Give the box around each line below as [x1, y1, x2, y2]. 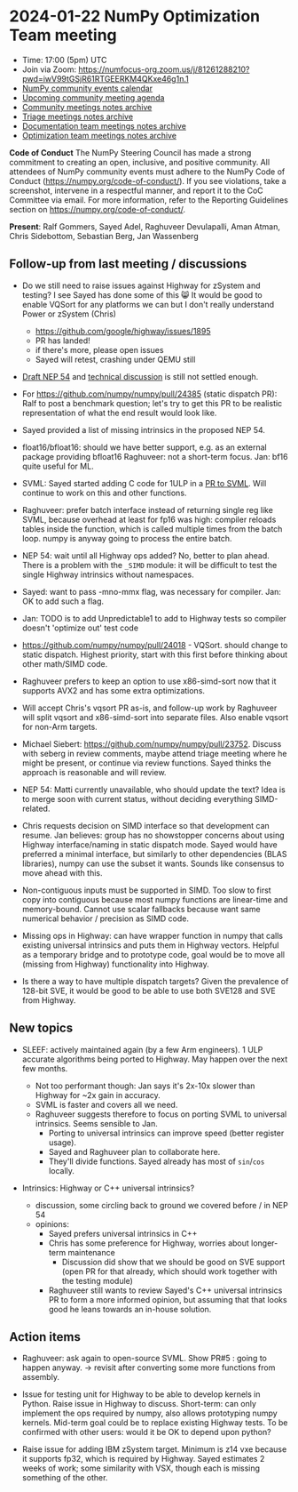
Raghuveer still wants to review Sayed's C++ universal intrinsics [48, 1285, 283, 1295]
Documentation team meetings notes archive [21, 120, 186, 131]
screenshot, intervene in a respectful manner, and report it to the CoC [9, 185, 263, 196]
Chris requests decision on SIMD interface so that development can [21, 820, 271, 830]
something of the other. [21, 1472, 108, 1483]
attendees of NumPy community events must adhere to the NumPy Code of [9, 166, 286, 177]
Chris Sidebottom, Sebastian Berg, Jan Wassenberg [9, 230, 199, 241]
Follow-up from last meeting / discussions [9, 256, 247, 272]
